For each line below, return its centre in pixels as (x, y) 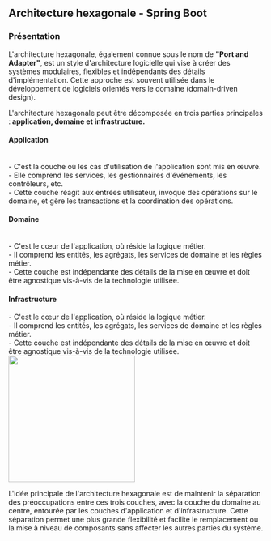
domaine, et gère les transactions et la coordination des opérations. (121, 201)
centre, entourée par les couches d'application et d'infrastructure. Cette (128, 511)
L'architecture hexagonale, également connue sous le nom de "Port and (129, 54)
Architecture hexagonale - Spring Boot (108, 13)
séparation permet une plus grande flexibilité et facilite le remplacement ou (133, 520)
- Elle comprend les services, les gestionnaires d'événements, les (118, 175)
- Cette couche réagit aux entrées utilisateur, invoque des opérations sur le (133, 192)
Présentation (34, 36)
